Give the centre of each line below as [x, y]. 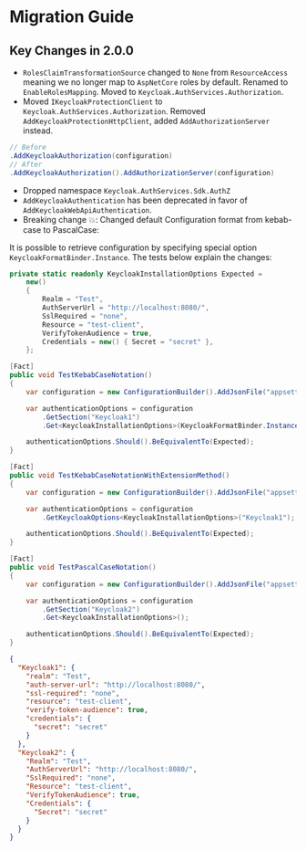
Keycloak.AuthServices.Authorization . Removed [114, 111]
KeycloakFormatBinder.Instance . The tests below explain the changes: [141, 257]
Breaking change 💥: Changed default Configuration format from [143, 219]
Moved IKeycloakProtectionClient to [92, 101]
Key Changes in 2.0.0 [71, 51]
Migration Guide [72, 17]
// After [26, 164]
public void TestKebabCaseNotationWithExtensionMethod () [120, 476]
